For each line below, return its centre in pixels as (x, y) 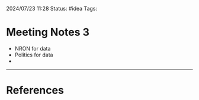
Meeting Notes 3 (48, 32)
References (35, 90)
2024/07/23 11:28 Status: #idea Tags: (52, 9)
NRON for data (33, 48)
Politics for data (34, 55)
